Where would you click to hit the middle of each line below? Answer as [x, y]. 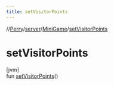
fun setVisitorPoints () [32, 76]
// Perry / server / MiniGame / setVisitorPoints [57, 29]
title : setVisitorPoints [37, 12]
